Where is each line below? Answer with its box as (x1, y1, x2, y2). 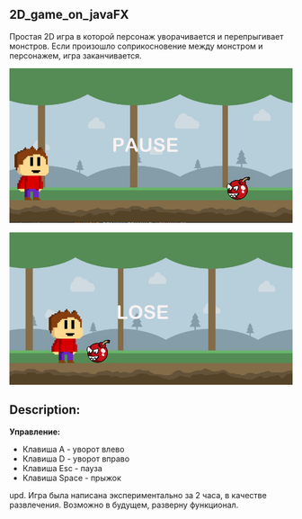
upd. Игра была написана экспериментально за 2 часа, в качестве (9, 489, 267, 500)
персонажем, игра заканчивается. (9, 49, 142, 61)
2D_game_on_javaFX (9, 7, 129, 22)
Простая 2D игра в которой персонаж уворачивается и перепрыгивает (9, 31, 284, 41)
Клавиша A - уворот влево (22, 443, 125, 454)
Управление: (9, 426, 61, 437)
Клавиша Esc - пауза (22, 462, 102, 473)
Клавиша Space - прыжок (22, 472, 121, 483)
